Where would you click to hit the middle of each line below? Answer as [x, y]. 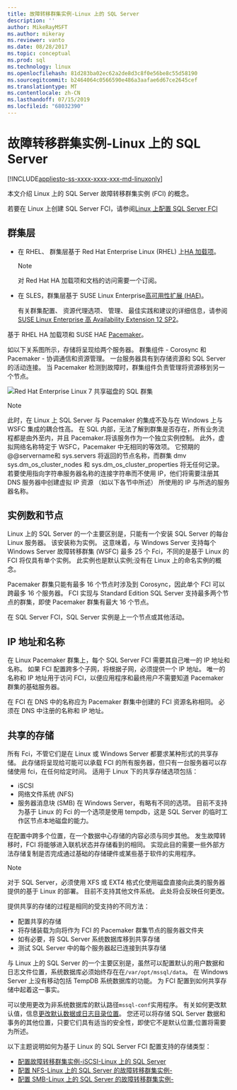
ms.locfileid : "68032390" [45, 106]
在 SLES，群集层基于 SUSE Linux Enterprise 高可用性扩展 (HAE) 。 [112, 295]
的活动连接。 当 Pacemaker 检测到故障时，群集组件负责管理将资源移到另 [113, 367]
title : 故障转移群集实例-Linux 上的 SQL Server [73, 14]
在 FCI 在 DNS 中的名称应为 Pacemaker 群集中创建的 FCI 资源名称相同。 [112, 702]
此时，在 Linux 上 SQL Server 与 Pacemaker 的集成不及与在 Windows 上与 [115, 420]
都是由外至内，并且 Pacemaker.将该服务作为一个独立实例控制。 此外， [116, 438]
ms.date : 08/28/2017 [38, 47]
